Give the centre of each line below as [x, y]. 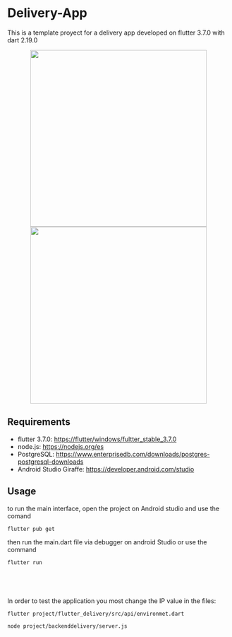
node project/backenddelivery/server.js [68, 626]
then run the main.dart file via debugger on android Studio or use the [107, 542]
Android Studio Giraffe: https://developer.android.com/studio [106, 469]
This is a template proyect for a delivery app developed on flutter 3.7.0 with [116, 33]
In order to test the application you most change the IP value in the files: [112, 601]
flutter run [25, 562]
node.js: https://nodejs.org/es [61, 446]
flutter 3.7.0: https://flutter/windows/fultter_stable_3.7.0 [97, 439]
